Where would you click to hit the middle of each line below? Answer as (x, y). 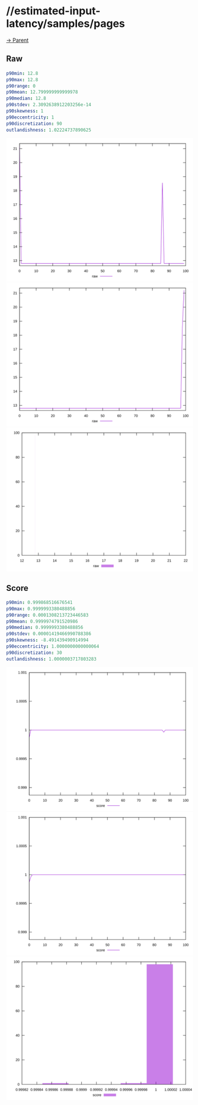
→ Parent (17, 40)
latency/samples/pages (66, 24)
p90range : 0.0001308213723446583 (47, 615)
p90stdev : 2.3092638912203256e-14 (49, 105)
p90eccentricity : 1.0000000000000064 (53, 647)
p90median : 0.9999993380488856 (45, 628)
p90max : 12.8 (22, 80)
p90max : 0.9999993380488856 (41, 609)
